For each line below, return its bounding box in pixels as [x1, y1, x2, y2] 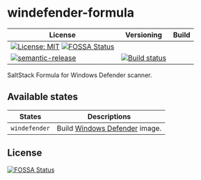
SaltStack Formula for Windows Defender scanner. [7, 71, 152, 79]
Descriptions [87, 111, 131, 121]
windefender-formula [7, 5, 134, 21]
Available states [7, 91, 79, 103]
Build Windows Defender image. [56, 123, 162, 133]
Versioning [124, 30, 162, 40]
